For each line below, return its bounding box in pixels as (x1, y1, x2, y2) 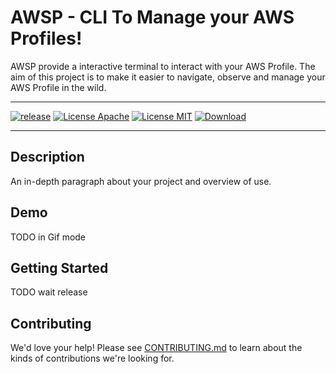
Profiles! (10, 27, 83, 50)
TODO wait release (10, 286, 88, 298)
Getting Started (10, 259, 109, 276)
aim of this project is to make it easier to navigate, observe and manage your (10, 71, 326, 83)
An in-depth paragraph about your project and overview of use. (10, 175, 272, 187)
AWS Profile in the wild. (10, 81, 107, 93)
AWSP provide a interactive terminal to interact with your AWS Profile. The (10, 60, 316, 72)
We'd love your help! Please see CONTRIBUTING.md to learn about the (10, 342, 303, 354)
